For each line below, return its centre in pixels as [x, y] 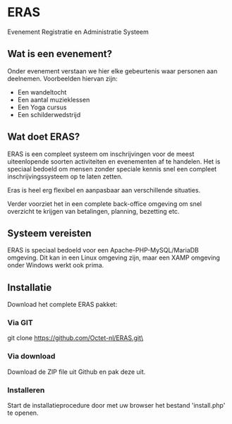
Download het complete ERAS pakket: [62, 305]
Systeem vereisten [49, 233]
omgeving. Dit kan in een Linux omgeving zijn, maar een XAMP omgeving [114, 258]
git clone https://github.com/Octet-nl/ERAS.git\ [75, 338]
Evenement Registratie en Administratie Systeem [78, 32]
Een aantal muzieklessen [54, 99]
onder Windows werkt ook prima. [56, 265]
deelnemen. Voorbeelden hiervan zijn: [62, 78]
